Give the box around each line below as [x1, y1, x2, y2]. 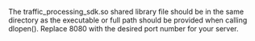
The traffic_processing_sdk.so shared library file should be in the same [8, 7, 245, 16]
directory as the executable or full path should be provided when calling [8, 15, 248, 25]
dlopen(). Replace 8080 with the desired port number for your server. [8, 24, 239, 33]
